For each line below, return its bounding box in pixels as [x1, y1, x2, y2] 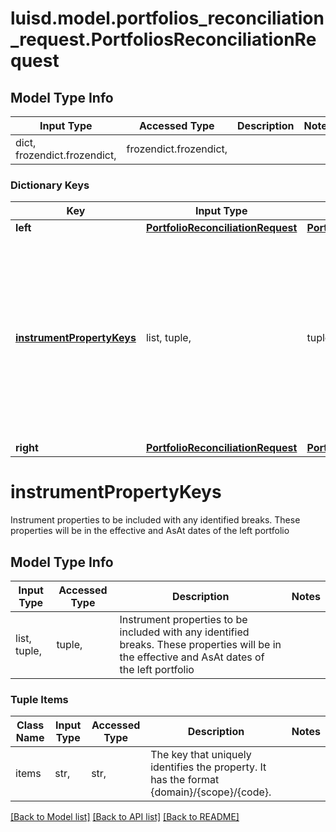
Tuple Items [10, 692, 69, 706]
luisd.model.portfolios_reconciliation [10, 7, 325, 30]
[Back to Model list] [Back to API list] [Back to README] [10, 811, 240, 823]
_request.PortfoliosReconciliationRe [10, 28, 317, 51]
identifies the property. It [150, 760, 267, 774]
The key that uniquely [150, 748, 252, 762]
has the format [150, 773, 220, 787]
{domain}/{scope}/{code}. [150, 785, 272, 799]
